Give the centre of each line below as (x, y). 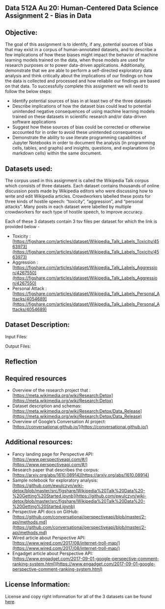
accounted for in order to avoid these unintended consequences (77, 132)
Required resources (36, 378)
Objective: (21, 32)
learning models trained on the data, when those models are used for (75, 60)
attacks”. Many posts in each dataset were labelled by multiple (68, 207)
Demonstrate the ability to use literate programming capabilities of (79, 138)
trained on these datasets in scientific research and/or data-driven (79, 117)
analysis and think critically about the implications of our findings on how (79, 76)
